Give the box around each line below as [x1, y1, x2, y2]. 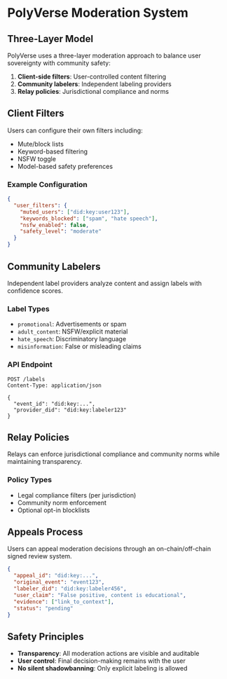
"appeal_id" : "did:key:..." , [13, 572, 99, 579]
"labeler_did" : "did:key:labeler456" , [13, 585, 128, 593]
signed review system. [7, 552, 72, 561]
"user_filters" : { [13, 202, 68, 209]
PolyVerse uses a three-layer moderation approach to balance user [7, 51, 201, 60]
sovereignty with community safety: [7, 59, 111, 67]
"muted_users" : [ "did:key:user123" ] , [20, 208, 130, 215]
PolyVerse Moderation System [7, 5, 189, 21]
